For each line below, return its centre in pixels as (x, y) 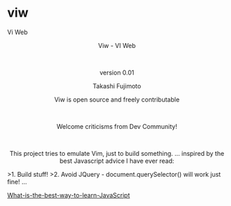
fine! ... (17, 182)
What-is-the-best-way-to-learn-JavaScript (69, 195)
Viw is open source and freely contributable (117, 100)
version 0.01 (117, 72)
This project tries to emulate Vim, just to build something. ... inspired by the (117, 153)
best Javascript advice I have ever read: (117, 161)
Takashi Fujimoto (117, 86)
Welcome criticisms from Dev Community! (117, 126)
